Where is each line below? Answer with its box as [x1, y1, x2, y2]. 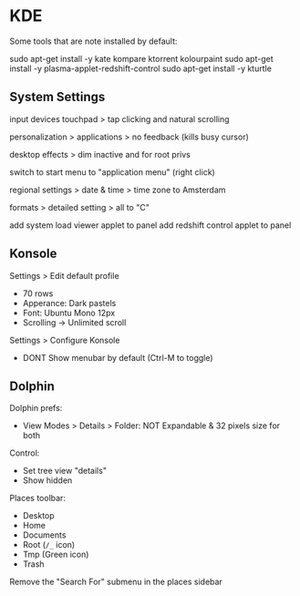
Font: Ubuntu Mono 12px [22, 307, 116, 318]
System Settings [9, 89, 106, 105]
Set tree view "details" [22, 466, 108, 477]
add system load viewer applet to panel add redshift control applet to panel [9, 220, 292, 231]
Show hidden [22, 475, 73, 486]
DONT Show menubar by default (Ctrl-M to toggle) [22, 352, 213, 363]
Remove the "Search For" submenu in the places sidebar [9, 576, 223, 588]
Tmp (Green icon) [22, 549, 89, 560]
